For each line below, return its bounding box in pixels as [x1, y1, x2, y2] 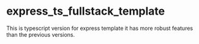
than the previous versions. [6, 31, 75, 38]
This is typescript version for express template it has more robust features [6, 24, 193, 32]
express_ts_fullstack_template [6, 4, 165, 18]
